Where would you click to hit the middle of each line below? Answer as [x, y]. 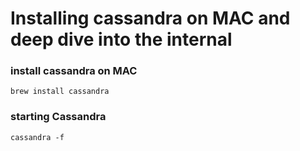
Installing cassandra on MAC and [150, 18]
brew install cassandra [60, 92]
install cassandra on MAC [74, 71]
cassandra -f [37, 137]
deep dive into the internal [121, 39]
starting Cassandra [58, 117]
